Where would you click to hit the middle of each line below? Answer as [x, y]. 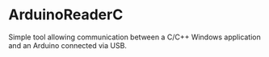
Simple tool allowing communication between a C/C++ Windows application [134, 37]
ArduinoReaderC [66, 15]
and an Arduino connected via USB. [68, 45]
